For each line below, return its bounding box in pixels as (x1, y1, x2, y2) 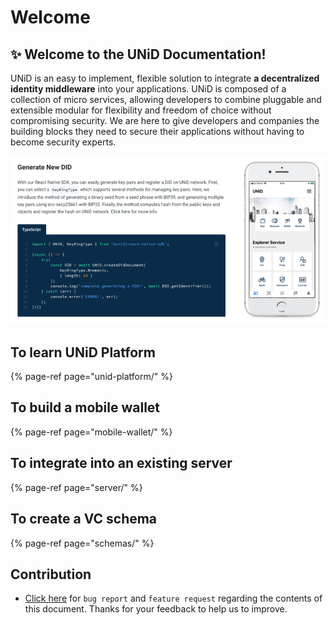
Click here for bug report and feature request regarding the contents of (24, 592, 323, 605)
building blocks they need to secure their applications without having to (10, 126, 305, 137)
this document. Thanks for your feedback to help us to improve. (24, 603, 288, 615)
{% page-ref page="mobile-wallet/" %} (10, 426, 173, 438)
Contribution (10, 566, 92, 583)
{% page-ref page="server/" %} (10, 481, 143, 493)
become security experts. (10, 136, 117, 148)
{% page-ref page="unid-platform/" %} (10, 371, 173, 383)
